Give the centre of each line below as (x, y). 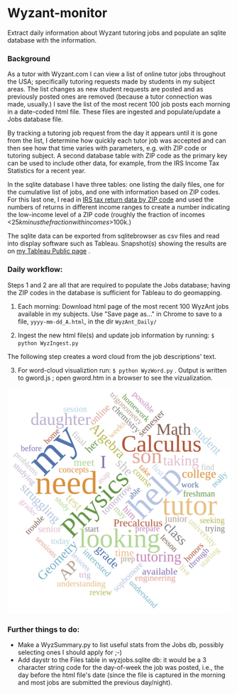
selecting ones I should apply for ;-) (70, 652)
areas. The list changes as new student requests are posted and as (105, 89)
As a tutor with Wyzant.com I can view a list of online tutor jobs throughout (116, 74)
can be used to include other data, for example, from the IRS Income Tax (114, 163)
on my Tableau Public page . (49, 251)
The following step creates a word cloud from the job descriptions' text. (112, 356)
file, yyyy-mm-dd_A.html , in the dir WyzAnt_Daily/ (87, 321)
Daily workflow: (35, 270)
